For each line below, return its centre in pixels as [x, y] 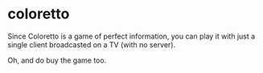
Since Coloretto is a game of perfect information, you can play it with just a [131, 36]
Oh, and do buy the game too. [57, 60]
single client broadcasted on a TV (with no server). [92, 44]
